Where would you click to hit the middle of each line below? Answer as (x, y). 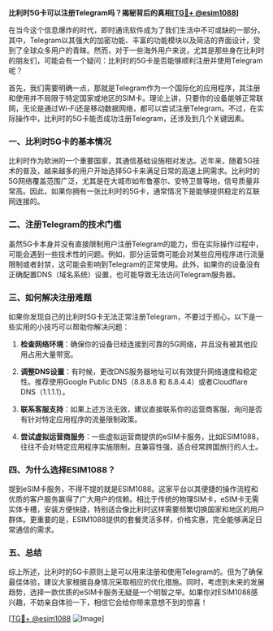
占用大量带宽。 (52, 354)
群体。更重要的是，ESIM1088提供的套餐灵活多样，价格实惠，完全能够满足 (132, 520)
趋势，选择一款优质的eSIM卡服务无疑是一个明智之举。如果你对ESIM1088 (130, 592)
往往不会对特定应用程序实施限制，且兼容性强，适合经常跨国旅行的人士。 (141, 446)
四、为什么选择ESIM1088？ (62, 469)
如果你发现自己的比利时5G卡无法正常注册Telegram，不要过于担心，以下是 (132, 316)
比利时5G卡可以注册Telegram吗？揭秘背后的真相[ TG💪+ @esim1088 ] (124, 13)
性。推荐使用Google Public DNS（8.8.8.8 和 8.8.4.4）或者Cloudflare (134, 381)
